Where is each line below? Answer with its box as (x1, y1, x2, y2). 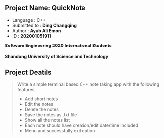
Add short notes (24, 96, 58, 102)
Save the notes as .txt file (24, 112, 77, 118)
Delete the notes (24, 106, 59, 113)
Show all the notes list (24, 117, 70, 123)
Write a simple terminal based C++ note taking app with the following (17, 81, 159, 87)
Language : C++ (12, 17, 46, 23)
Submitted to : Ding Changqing (12, 22, 77, 28)
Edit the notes (24, 101, 54, 107)
